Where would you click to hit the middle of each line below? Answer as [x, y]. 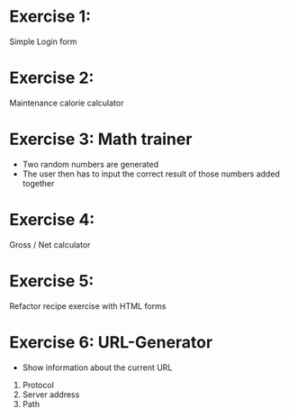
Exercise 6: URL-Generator [111, 342]
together [38, 183]
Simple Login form [44, 41]
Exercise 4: [52, 220]
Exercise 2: [52, 78]
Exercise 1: [50, 17]
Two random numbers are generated [90, 164]
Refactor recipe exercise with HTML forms [88, 306]
